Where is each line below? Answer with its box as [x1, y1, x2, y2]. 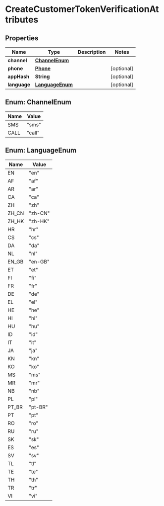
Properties [5, 34, 39, 42]
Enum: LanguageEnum [5, 146, 77, 155]
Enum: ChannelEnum [5, 98, 72, 106]
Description [77, 49, 106, 55]
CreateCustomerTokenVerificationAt [5, 3, 160, 15]
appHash [7, 73, 30, 80]
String [35, 73, 50, 80]
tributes [5, 14, 39, 25]
